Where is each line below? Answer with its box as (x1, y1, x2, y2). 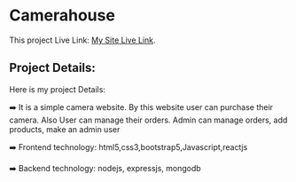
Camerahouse (9, 5, 115, 26)
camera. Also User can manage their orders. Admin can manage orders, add (9, 115, 288, 125)
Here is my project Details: (9, 83, 106, 94)
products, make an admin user (9, 123, 121, 134)
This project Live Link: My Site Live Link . (9, 35, 157, 45)
